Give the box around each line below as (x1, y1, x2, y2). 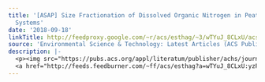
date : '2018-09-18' (8, 26, 73, 34)
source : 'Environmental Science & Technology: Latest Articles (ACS (8, 41, 238, 48)
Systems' (15, 19, 44, 27)
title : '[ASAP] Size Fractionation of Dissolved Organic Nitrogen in (8, 11, 242, 20)
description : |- (8, 48, 62, 55)
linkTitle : (8, 33, 44, 41)
